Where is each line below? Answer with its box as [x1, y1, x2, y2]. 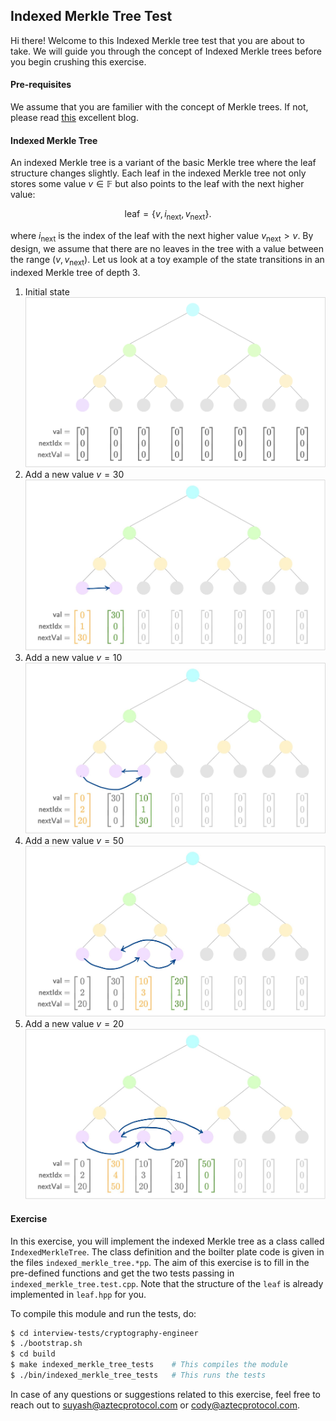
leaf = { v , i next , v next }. [124, 208, 212, 223]
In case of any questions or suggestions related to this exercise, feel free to [10, 1388, 321, 1400]
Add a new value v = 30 [24, 469, 125, 481]
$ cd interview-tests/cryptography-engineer [10, 1328, 199, 1338]
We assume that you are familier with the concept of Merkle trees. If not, [10, 101, 309, 113]
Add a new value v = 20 [24, 1017, 125, 1029]
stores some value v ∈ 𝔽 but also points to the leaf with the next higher [10, 178, 305, 190]
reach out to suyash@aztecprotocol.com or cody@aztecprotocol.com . [10, 1399, 300, 1411]
